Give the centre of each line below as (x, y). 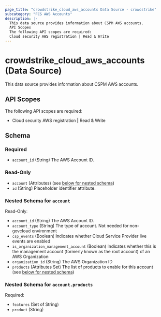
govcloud (21, 231)
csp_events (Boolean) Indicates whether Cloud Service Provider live (79, 236)
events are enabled (31, 241)
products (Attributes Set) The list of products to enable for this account (82, 267)
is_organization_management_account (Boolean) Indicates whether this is (84, 246)
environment (44, 231)
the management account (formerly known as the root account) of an (81, 251)
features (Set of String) (35, 304)
